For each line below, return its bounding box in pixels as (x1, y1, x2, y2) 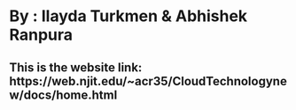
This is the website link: (9, 60, 143, 75)
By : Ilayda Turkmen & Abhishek (9, 6, 248, 26)
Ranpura (9, 25, 74, 45)
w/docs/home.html (9, 87, 118, 102)
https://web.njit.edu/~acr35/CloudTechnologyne (9, 73, 288, 89)
